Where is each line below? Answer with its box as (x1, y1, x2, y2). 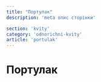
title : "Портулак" (6, 9, 53, 15)
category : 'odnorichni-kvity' (6, 31, 83, 37)
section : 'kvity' (6, 26, 50, 32)
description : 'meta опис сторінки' (6, 15, 96, 21)
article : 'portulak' (6, 37, 59, 43)
